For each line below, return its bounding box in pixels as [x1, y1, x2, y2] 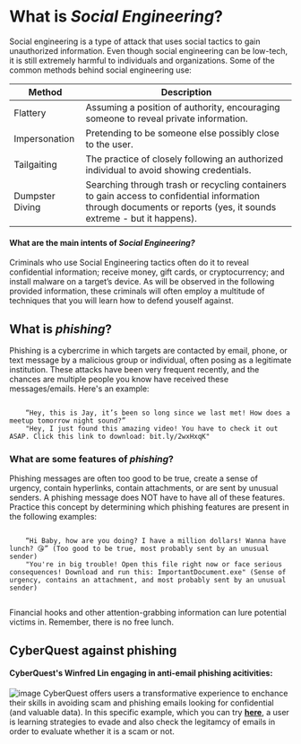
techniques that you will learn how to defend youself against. [9, 295, 235, 306]
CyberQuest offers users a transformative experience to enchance [43, 687, 288, 698]
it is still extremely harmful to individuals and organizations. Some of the [9, 55, 275, 66]
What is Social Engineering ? [9, 6, 224, 27]
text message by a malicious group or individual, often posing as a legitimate [9, 354, 292, 365]
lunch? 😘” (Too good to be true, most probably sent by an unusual [9, 545, 270, 554]
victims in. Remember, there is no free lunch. [9, 617, 175, 627]
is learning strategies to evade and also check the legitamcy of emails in [9, 716, 276, 727]
